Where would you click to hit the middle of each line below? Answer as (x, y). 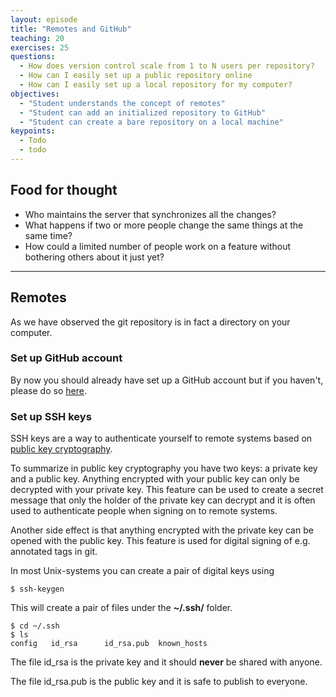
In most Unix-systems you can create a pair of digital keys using (142, 571)
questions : (33, 57)
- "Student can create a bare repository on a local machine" (151, 122)
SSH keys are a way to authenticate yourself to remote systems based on (161, 438)
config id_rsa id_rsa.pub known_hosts (109, 644)
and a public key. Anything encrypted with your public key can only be (155, 479)
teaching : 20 (37, 38)
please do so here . (48, 390)
